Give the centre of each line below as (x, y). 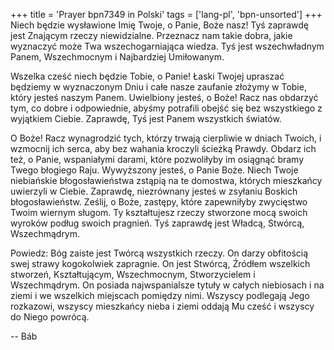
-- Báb (24, 336)
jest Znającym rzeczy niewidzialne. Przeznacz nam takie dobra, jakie (151, 35)
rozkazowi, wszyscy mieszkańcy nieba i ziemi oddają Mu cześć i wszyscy (162, 306)
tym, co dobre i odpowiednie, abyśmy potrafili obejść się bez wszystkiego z (166, 108)
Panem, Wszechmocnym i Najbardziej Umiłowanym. (117, 57)
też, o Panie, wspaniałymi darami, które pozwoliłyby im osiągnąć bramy (157, 159)
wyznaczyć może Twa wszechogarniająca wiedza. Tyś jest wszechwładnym (167, 46)
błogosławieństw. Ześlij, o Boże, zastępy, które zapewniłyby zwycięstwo (159, 202)
